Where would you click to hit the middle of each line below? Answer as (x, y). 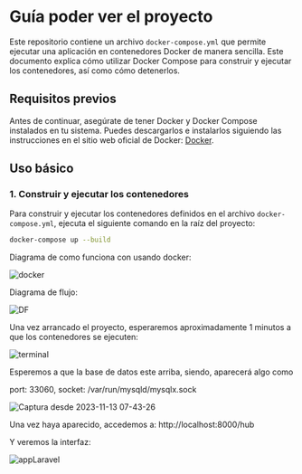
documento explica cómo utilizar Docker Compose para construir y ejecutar (151, 61)
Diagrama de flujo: (44, 292)
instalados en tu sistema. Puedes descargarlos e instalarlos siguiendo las (146, 130)
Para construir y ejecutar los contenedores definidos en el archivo (132, 213)
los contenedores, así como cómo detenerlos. (95, 71)
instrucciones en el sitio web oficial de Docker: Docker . (112, 140)
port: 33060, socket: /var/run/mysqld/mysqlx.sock (103, 390)
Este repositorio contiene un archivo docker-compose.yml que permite (138, 42)
